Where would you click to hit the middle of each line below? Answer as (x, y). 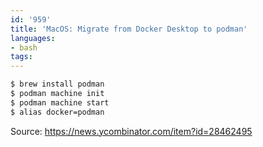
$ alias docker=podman (57, 112)
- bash (24, 47)
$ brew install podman (57, 84)
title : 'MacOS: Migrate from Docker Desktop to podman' (129, 29)
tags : (21, 57)
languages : (33, 38)
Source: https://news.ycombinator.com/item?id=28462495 (131, 131)
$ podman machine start (60, 102)
